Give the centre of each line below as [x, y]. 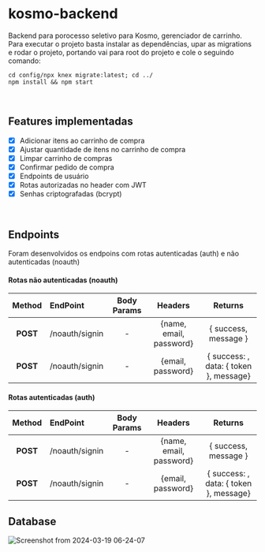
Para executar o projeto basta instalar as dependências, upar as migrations [130, 43]
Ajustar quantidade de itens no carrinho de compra [103, 149]
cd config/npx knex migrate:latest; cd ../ [81, 75]
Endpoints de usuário [54, 176]
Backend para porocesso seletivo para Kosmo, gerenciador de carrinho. [125, 35]
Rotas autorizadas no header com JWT [83, 185]
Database [32, 521]
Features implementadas [71, 122]
